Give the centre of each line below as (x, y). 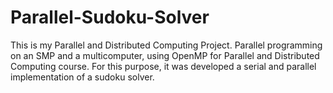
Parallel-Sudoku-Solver (110, 17)
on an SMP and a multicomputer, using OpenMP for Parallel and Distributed (165, 55)
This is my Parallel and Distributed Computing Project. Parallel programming (166, 45)
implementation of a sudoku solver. (82, 77)
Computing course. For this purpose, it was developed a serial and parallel (163, 66)
